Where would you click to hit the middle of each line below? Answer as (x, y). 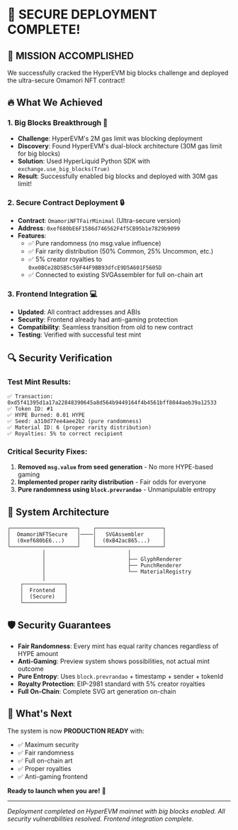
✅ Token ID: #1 (30, 409)
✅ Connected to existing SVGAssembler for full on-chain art (115, 274)
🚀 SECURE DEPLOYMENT (82, 15)
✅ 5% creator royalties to (65, 259)
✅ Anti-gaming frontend (53, 776)
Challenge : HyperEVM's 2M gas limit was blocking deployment (110, 138)
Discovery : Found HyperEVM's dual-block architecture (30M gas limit (120, 146)
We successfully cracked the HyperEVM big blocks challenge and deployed (118, 73)
